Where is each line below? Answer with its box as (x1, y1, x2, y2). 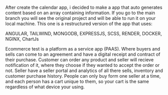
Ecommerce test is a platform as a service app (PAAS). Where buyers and (5, 46, 160, 52)
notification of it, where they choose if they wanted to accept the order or (5, 62, 160, 68)
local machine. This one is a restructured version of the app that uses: (5, 20, 153, 27)
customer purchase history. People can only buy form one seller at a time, (5, 73, 161, 79)
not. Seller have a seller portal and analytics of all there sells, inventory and (5, 67, 163, 74)
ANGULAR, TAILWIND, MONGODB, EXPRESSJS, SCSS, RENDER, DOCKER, (5, 31, 162, 36)
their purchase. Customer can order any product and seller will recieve (5, 57, 154, 63)
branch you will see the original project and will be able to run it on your (5, 15, 156, 21)
